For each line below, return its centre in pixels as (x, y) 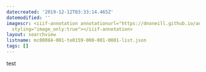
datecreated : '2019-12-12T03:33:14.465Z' (60, 12)
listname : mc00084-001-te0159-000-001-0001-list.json (77, 40)
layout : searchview (31, 35)
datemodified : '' (29, 18)
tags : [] (17, 46)
